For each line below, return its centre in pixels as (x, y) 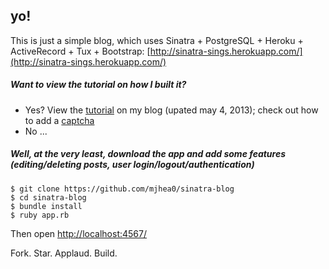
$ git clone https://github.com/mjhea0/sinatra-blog (122, 189)
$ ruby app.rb (40, 215)
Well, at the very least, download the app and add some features (148, 154)
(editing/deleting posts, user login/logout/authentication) (132, 165)
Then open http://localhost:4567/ (79, 233)
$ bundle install (46, 206)
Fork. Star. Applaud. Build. (64, 253)
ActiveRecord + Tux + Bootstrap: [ (80, 51)
